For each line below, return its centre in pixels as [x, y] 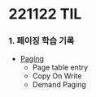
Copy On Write [57, 76]
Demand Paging [59, 85]
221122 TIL [45, 14]
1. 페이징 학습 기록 [41, 41]
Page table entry [60, 67]
